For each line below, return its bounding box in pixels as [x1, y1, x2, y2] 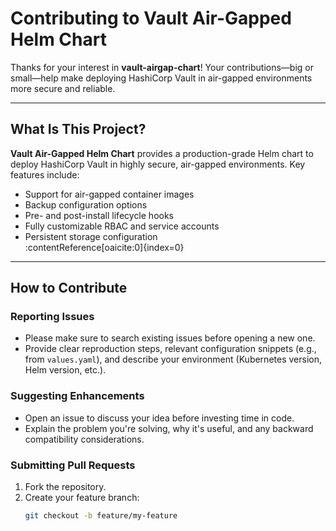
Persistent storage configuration [24, 230, 158, 242]
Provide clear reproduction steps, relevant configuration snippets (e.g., [24, 343, 317, 355]
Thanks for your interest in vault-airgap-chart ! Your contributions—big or [10, 61, 314, 73]
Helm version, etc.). [24, 364, 107, 376]
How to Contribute [10, 280, 128, 297]
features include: [10, 168, 80, 181]
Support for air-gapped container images [24, 188, 195, 200]
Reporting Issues [10, 310, 95, 324]
